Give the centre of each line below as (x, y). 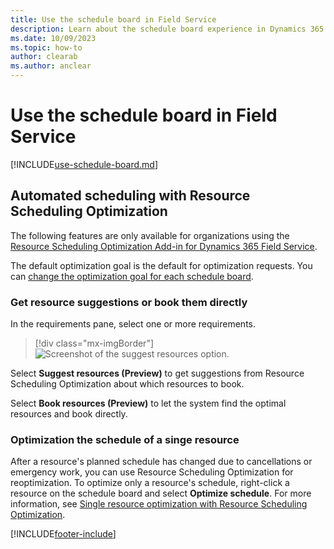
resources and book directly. (69, 414)
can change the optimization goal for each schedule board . (132, 276)
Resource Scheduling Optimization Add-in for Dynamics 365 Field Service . (164, 246)
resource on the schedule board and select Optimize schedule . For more (161, 493)
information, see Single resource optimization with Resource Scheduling (159, 504)
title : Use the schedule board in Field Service (113, 19)
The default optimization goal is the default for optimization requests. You (161, 265)
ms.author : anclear (51, 66)
